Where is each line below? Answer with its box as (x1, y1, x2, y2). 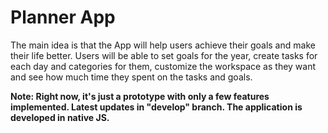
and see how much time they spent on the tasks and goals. (10, 71, 253, 83)
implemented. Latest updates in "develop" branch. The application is (10, 101, 303, 113)
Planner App (10, 6, 116, 29)
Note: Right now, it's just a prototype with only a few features (10, 90, 270, 102)
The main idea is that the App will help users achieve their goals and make (10, 39, 316, 51)
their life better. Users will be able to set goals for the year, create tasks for (10, 49, 318, 61)
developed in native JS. (10, 111, 110, 123)
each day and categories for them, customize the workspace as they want (10, 60, 317, 72)
